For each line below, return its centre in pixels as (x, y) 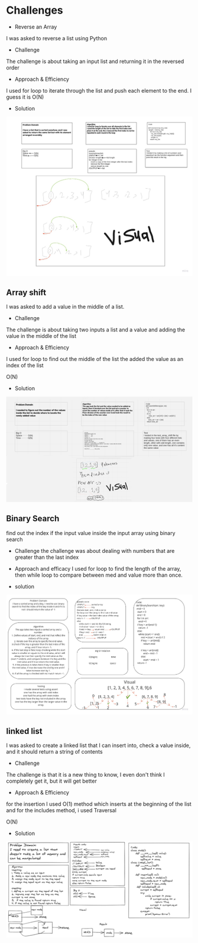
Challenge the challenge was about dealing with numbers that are (95, 550)
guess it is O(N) (25, 97)
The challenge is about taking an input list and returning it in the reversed (95, 61)
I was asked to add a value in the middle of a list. (65, 307)
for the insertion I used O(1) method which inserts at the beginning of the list (99, 804)
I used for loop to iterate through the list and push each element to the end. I (99, 90)
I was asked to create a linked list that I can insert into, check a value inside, (98, 745)
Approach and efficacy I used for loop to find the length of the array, (98, 568)
